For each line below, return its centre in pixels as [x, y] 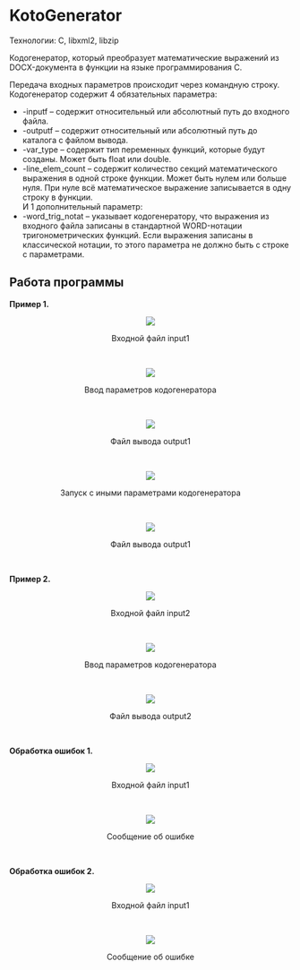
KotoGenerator [66, 16]
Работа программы [67, 283]
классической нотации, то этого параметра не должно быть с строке [155, 245]
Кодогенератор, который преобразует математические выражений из [144, 57]
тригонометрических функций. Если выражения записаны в [137, 235]
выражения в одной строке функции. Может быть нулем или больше [154, 178]
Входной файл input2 [150, 613]
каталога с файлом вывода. [75, 140]
